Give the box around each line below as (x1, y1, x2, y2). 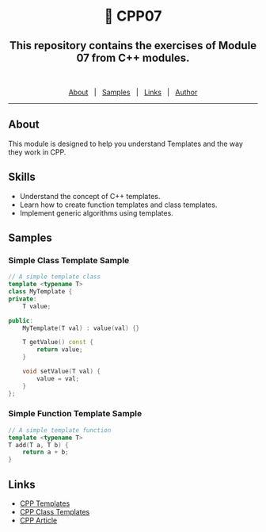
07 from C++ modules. (76, 51, 190, 64)
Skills (8, 170, 36, 184)
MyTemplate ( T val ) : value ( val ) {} (22, 324, 140, 332)
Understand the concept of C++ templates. (19, 191, 161, 201)
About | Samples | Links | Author (68, 87, 198, 97)
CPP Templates (19, 499, 70, 508)
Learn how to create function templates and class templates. (19, 200, 218, 209)
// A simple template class (8, 273, 101, 281)
